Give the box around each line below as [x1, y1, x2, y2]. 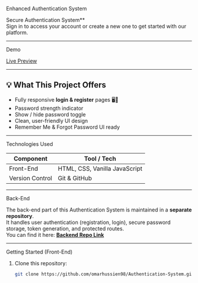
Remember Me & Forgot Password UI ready [14, 123, 120, 131]
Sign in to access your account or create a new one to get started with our [6, 23, 187, 30]
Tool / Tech [84, 154, 117, 162]
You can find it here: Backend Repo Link [6, 231, 104, 238]
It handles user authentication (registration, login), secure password [6, 219, 171, 226]
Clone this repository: [14, 259, 67, 266]
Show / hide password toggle [14, 110, 86, 118]
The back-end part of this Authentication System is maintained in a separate [6, 206, 192, 213]
